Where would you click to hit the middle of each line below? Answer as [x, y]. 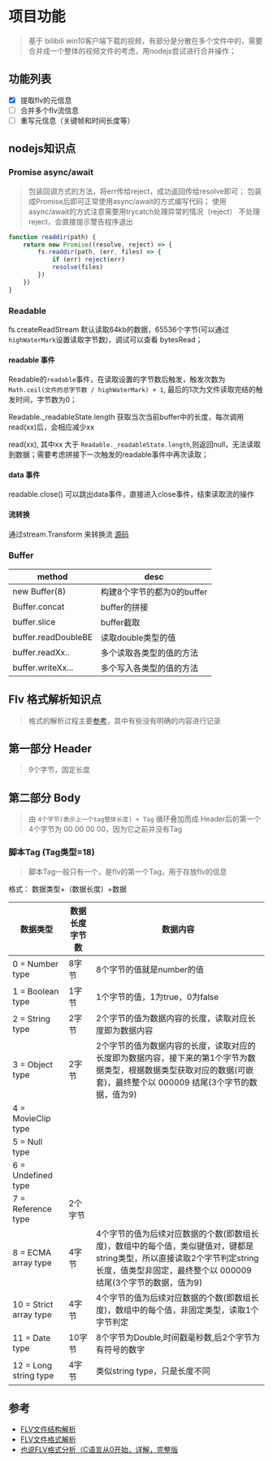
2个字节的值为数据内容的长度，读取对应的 [176, 1046]
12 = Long [32, 1365]
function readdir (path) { [52, 237]
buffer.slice [34, 621]
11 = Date [32, 1338]
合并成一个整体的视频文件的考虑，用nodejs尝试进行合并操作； [132, 50]
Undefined [32, 1175]
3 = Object [32, 1064]
